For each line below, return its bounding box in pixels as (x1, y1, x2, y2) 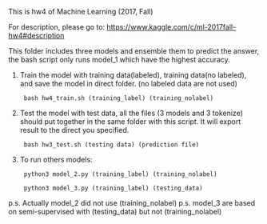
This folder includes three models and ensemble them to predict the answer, (8, 46, 260, 55)
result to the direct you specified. (19, 126, 130, 134)
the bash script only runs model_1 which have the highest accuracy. (8, 55, 230, 64)
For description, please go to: (8, 22, 106, 31)
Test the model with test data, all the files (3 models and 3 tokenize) (19, 108, 244, 118)
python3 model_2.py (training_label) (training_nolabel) (23, 170, 217, 178)
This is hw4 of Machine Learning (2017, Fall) (8, 7, 153, 16)
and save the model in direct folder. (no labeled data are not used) (19, 79, 238, 88)
